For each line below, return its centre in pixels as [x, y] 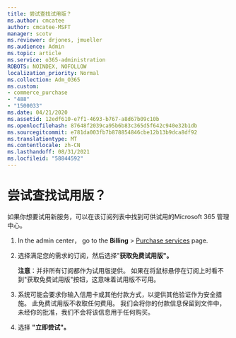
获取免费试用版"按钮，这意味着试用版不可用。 [94, 279]
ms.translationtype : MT [42, 139]
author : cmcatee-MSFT [39, 27]
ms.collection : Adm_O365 [44, 80]
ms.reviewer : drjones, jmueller [55, 40]
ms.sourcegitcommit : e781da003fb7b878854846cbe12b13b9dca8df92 [102, 132]
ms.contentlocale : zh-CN [44, 146]
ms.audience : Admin [36, 47]
